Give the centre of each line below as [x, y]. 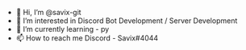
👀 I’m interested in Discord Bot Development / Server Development [127, 21]
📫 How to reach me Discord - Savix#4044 [87, 38]
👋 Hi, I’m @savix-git [49, 12]
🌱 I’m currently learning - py [63, 29]
